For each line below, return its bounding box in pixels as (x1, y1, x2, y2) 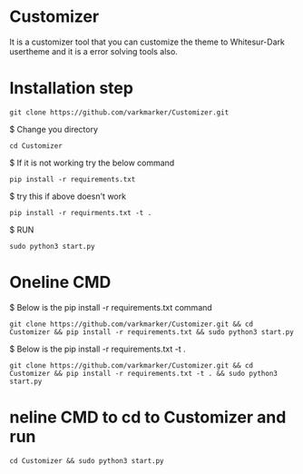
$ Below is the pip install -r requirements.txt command (9, 301, 213, 312)
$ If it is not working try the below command (9, 157, 175, 168)
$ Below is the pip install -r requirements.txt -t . (9, 343, 186, 354)
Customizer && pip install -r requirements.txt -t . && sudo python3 (9, 369, 279, 378)
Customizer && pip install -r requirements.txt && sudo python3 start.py (9, 327, 295, 337)
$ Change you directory (9, 123, 98, 134)
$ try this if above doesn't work (9, 191, 127, 202)
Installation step (9, 78, 134, 99)
